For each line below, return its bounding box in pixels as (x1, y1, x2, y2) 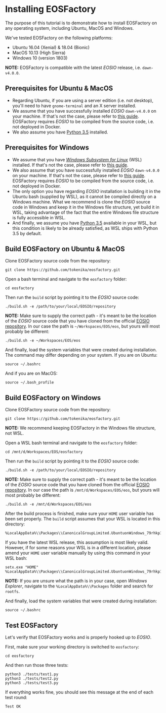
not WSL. (5, 430, 24, 436)
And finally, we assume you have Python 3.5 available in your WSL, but (12, 220, 157, 226)
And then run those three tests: (5, 662, 69, 668)
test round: (5, 695, 28, 700)
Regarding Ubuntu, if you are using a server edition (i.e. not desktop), (12, 97, 154, 103)
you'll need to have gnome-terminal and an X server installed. (12, 103, 136, 109)
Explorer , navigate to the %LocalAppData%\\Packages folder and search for (5, 583, 153, 589)
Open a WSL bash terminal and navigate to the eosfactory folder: (5, 440, 138, 446)
